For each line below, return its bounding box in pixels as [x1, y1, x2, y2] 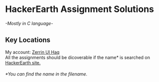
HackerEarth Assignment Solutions [5, 3, 155, 15]
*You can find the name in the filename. [5, 71, 88, 77]
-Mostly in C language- [5, 20, 53, 26]
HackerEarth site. [5, 59, 41, 65]
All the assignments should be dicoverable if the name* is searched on [5, 54, 151, 60]
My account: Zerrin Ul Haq [5, 49, 60, 55]
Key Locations [5, 36, 51, 44]
